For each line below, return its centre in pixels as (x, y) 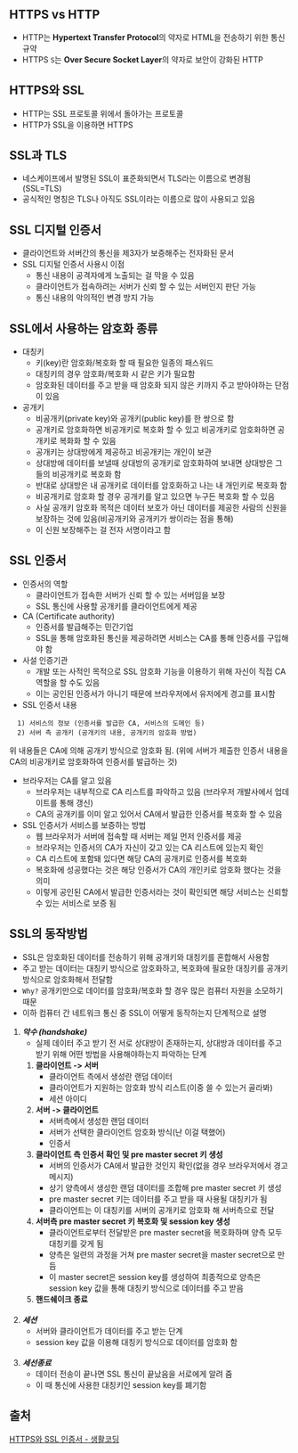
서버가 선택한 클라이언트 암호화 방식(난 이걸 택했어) (137, 1132)
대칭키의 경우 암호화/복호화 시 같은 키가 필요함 (115, 374)
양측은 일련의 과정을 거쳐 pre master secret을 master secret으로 (162, 1254)
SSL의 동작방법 (48, 934)
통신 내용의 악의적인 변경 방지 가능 (95, 298)
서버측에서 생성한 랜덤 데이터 (99, 1121)
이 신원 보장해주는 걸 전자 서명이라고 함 (103, 530)
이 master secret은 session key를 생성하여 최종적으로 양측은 (155, 1277)
